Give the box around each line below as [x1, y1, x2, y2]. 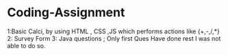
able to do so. [7, 41, 46, 50]
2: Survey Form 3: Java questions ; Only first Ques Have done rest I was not [7, 34, 221, 42]
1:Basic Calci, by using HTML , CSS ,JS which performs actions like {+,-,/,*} [7, 27, 220, 35]
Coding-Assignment [7, 5, 125, 20]
